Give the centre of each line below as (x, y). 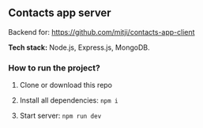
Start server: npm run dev (60, 116)
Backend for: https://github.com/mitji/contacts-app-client (101, 32)
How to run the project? (54, 68)
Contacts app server (60, 13)
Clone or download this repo (66, 85)
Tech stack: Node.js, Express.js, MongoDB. (79, 47)
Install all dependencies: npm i (69, 100)
